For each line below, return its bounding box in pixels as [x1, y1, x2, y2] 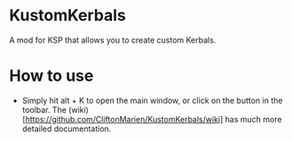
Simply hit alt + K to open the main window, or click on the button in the [21, 95, 283, 106]
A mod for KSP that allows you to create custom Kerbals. [9, 35, 217, 45]
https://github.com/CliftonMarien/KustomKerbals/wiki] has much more [25, 114, 282, 124]
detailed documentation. [21, 123, 112, 134]
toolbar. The [21, 104, 67, 115]
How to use [9, 66, 94, 86]
